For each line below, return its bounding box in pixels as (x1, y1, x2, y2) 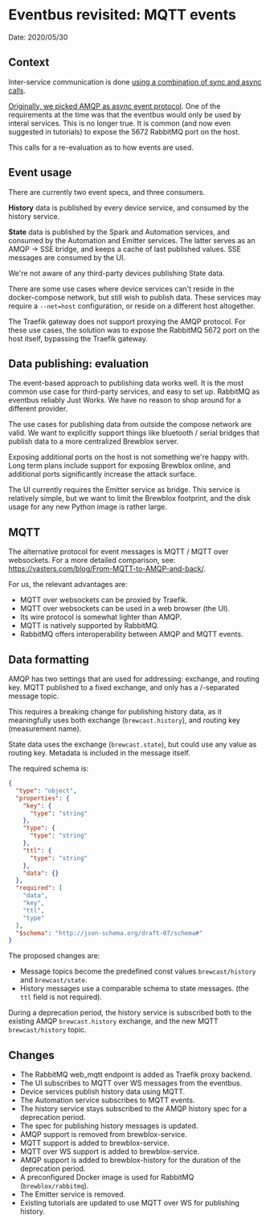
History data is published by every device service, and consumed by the (8, 203, 249, 213)
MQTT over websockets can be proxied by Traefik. (19, 595, 189, 605)
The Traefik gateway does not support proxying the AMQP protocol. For (8, 316, 246, 326)
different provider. (8, 404, 68, 414)
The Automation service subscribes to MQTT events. (19, 1095, 195, 1105)
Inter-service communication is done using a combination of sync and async (8, 76, 262, 86)
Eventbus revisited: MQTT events (8, 6, 237, 24)
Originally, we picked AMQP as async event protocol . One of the (8, 101, 221, 110)
